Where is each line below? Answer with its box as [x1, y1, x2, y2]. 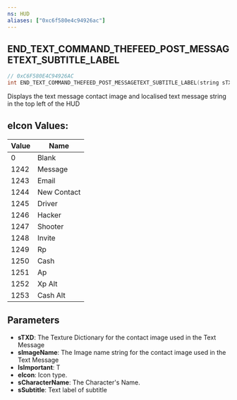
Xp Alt [37, 279, 58, 289]
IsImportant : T [17, 363, 61, 371]
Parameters [7, 315, 60, 327]
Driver [37, 198, 58, 208]
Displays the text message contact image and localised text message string [7, 92, 227, 101]
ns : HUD [7, 10, 30, 18]
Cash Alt [37, 290, 66, 300]
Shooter [37, 222, 64, 231]
